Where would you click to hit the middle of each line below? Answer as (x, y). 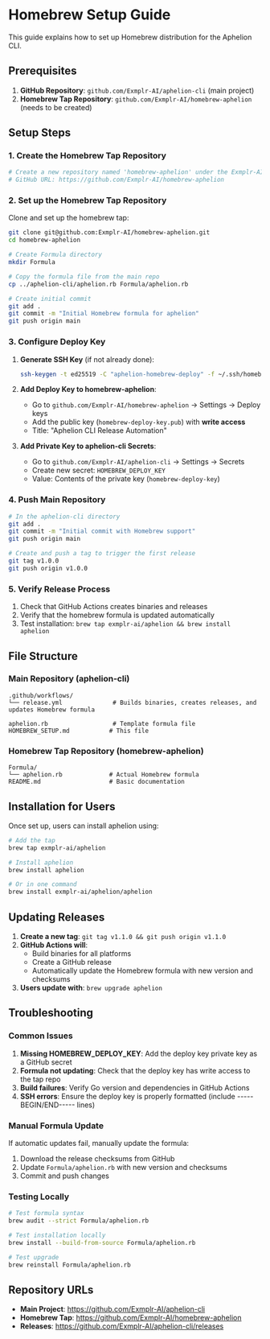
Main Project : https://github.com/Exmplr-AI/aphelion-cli (112, 1309)
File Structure (43, 656)
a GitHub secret (46, 1062)
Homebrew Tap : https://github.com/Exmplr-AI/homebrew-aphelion (131, 1318)
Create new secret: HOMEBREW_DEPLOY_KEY (99, 470)
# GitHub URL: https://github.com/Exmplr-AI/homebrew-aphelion (117, 180)
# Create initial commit (50, 299)
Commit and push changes (65, 1176)
